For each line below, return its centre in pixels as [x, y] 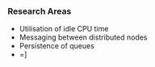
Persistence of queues [57, 46]
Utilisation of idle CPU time [64, 29]
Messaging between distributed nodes [83, 37]
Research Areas [40, 11]
